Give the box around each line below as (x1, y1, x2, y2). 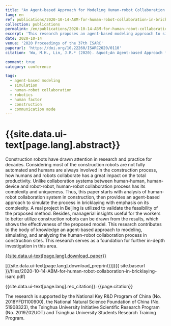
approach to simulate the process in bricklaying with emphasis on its (5, 199, 149, 206)
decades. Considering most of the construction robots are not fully (5, 162, 146, 168)
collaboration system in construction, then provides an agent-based (17, 194, 160, 200)
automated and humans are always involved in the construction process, (5, 167, 158, 173)
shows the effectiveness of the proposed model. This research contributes (5, 221, 162, 228)
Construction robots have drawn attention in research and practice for (5, 156, 152, 162)
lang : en (5, 12, 24, 17)
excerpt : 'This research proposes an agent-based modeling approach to (5, 31, 160, 36)
